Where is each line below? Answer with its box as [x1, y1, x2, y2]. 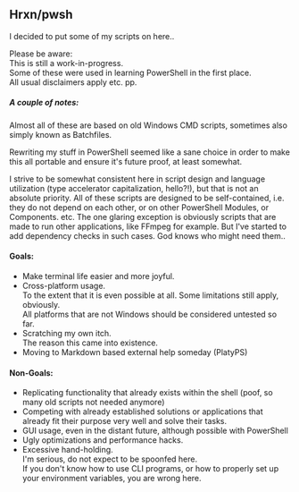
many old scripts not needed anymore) [21, 397, 165, 408]
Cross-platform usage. [21, 280, 105, 291]
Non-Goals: [9, 367, 54, 378]
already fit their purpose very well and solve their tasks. [21, 416, 228, 427]
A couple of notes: [9, 98, 79, 108]
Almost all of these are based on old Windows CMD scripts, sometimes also [9, 120, 288, 131]
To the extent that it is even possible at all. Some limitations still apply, [21, 290, 279, 301]
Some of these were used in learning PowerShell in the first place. [9, 67, 252, 78]
